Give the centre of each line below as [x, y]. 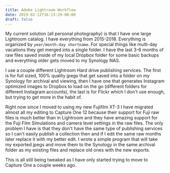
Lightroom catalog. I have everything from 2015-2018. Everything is [76, 39]
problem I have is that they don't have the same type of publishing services [84, 128]
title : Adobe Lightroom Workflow [41, 10]
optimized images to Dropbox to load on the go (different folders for [76, 87]
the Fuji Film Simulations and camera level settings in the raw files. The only [84, 123]
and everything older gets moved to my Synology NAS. [63, 61]
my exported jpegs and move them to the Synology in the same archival [80, 145]
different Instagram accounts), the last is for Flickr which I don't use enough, [85, 92]
